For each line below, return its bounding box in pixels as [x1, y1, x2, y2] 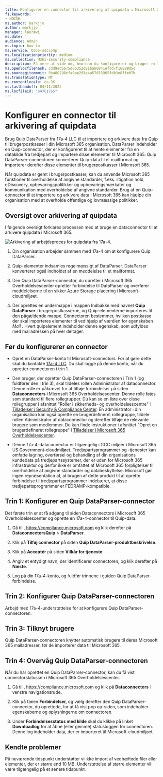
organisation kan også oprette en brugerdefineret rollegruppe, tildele [12, 411, 149, 417]
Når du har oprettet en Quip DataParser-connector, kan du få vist [5, 669, 135, 675]
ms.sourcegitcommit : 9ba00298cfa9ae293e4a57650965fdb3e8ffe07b [5, 71, 136, 76]
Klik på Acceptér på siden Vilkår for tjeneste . [12, 549, 104, 554]
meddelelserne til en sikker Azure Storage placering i [12, 288, 118, 294]
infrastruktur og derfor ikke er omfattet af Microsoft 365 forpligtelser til [12, 462, 154, 468]
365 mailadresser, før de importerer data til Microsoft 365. [5, 643, 121, 648]
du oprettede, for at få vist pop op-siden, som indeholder [34, 704, 149, 710]
